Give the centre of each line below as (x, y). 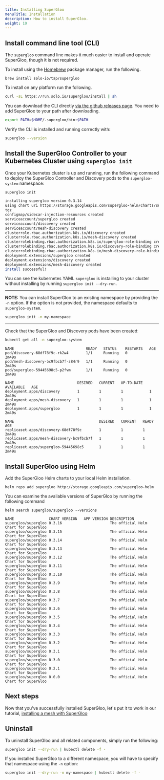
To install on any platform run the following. (49, 87)
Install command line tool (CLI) (52, 43)
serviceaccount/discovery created (40, 224)
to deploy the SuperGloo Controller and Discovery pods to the (67, 178)
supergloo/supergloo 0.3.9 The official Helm (76, 583)
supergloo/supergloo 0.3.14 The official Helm (76, 540)
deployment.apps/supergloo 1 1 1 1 (78, 409)
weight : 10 (16, 23)
